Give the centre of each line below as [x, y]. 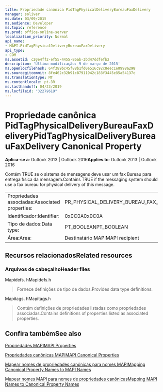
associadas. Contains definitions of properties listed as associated [82, 313]
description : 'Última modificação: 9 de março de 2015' [63, 64]
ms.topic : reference [26, 28]
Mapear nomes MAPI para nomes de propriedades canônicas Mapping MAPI [81, 379]
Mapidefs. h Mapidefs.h [28, 280]
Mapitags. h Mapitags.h [28, 299]
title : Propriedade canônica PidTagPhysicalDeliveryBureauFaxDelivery [78, 9]
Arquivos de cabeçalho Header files [48, 269]
